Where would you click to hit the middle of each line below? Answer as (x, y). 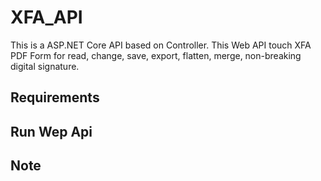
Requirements (55, 97)
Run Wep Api (51, 131)
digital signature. (45, 66)
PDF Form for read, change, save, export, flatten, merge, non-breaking (156, 55)
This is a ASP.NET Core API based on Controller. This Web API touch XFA (161, 45)
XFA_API (46, 17)
